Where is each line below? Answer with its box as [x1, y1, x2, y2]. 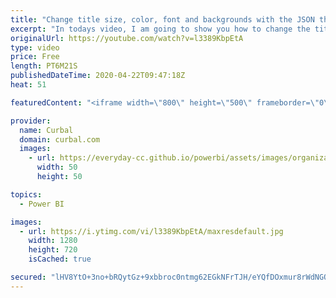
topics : [10, 189, 43, 200]
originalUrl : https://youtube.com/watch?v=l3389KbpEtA [10, 33, 244, 43]
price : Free [10, 52, 60, 62]
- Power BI [19, 199, 65, 209]
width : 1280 [28, 236, 78, 246]
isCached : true [28, 254, 92, 265]
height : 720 [28, 245, 78, 255]
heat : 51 [10, 80, 47, 90]
